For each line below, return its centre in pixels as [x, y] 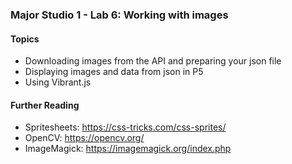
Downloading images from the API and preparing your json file [153, 61]
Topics [25, 39]
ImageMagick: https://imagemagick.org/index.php [128, 149]
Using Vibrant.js [58, 82]
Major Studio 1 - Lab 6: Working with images [119, 15]
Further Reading [45, 105]
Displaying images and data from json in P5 [114, 72]
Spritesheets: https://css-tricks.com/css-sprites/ [125, 127]
